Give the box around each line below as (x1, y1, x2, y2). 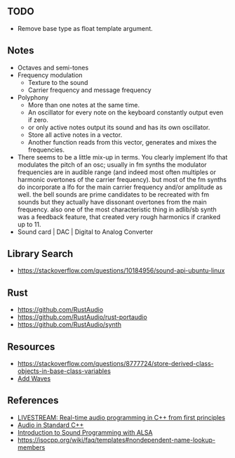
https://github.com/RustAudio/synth (17, 320, 121, 329)
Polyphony (17, 93, 49, 101)
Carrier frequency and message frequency (27, 86, 152, 94)
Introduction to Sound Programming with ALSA (17, 428, 153, 436)
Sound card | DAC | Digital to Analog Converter (17, 228, 153, 236)
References (7, 395, 59, 407)
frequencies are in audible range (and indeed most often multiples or (17, 168, 216, 176)
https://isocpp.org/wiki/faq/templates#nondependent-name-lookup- (17, 436, 216, 444)
